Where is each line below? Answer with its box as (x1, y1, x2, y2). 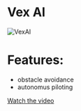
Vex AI (7, 4, 45, 20)
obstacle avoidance (17, 75, 75, 84)
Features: (7, 52, 64, 68)
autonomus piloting (17, 82, 73, 91)
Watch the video (7, 96, 54, 105)
